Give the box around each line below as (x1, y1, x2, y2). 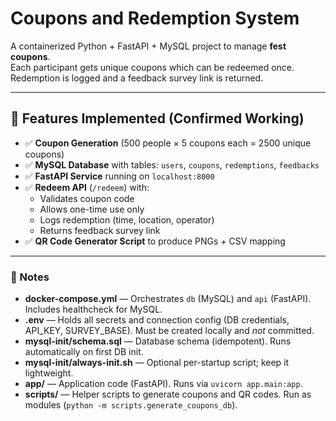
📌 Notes (10, 270, 50, 284)
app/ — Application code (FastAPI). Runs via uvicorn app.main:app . (24, 378, 303, 390)
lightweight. (24, 367, 74, 379)
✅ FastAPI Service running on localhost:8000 (24, 170, 215, 182)
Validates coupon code (39, 192, 135, 204)
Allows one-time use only (39, 203, 145, 215)
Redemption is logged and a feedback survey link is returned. (10, 72, 264, 84)
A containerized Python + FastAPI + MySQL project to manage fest (10, 40, 287, 52)
